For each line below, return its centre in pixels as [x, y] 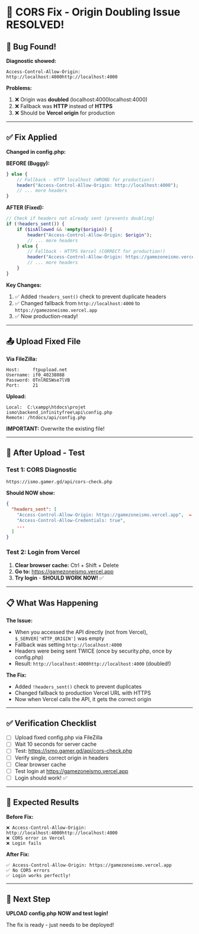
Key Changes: [24, 285]
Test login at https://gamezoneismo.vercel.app [71, 771]
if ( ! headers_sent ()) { [36, 224]
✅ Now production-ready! [46, 316]
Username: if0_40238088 [36, 375]
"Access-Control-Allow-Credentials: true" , [71, 520]
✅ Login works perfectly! [38, 875]
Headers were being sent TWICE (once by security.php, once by [93, 651]
